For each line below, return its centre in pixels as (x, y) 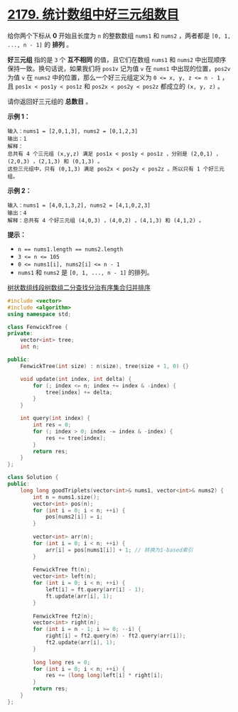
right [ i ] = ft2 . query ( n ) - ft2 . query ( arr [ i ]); (115, 636)
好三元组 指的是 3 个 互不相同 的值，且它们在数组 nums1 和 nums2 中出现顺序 (117, 59)
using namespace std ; (39, 314)
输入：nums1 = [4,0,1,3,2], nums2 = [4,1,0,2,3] (79, 205)
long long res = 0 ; (62, 662)
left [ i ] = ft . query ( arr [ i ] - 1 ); (95, 590)
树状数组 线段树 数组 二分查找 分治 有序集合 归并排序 (79, 287)
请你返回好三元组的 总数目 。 (50, 101)
